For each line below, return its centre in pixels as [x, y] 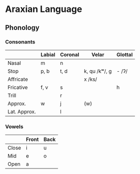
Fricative [18, 87]
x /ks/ [91, 79]
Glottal [125, 54]
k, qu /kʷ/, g [98, 71]
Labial [48, 54]
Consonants [20, 42]
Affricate [18, 79]
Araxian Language [44, 9]
